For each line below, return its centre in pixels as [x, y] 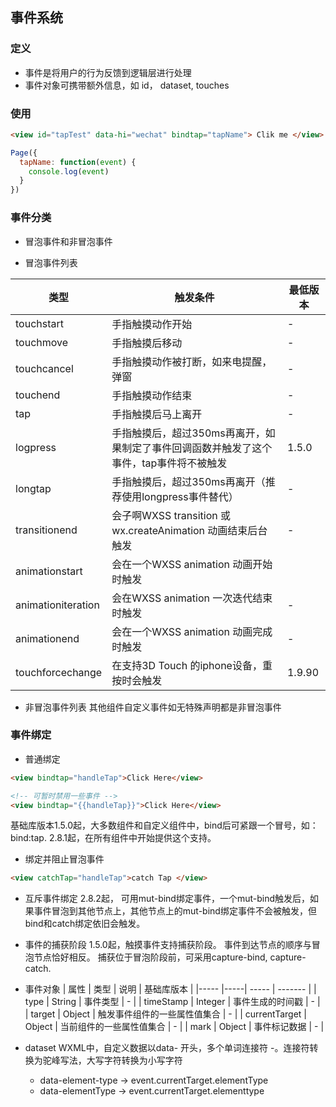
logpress [36, 447]
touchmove [42, 342]
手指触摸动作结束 [152, 395]
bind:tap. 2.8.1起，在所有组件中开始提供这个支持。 [113, 838]
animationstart [49, 571]
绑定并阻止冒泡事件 [64, 859]
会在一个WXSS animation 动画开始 [192, 564]
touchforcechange [59, 672]
